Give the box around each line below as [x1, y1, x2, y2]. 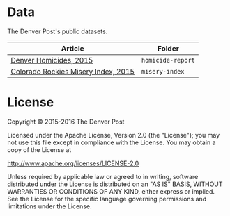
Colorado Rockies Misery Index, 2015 [10, 67, 135, 76]
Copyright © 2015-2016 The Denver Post [7, 117, 125, 126]
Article [61, 43, 85, 53]
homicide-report [141, 56, 195, 64]
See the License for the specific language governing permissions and [7, 194, 207, 203]
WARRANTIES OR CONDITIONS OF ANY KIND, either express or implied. [7, 187, 215, 195]
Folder [157, 43, 179, 53]
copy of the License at [7, 145, 72, 153]
